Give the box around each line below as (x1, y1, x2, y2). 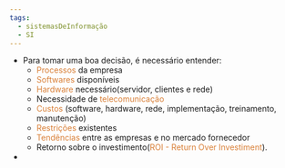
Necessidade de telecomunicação (36, 94, 165, 104)
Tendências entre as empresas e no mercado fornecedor (36, 133, 250, 143)
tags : (9, 13, 30, 23)
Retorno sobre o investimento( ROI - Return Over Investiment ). (36, 142, 268, 153)
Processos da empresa (36, 64, 123, 75)
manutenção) (36, 113, 87, 124)
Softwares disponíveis (36, 74, 120, 85)
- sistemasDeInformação (17, 22, 107, 31)
